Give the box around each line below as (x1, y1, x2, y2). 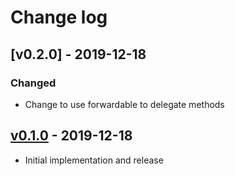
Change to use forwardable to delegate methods (24, 98, 225, 110)
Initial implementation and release (24, 154, 164, 166)
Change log (10, 6, 108, 29)
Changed (10, 76, 57, 90)
